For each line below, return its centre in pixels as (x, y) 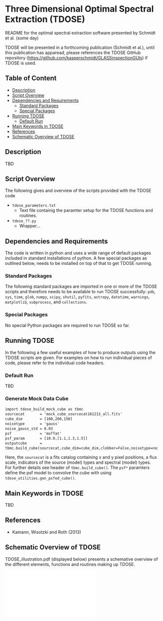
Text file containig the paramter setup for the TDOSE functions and (86, 210)
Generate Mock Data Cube (37, 398)
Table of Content (31, 78)
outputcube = (24, 443)
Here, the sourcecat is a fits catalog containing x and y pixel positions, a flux (81, 457)
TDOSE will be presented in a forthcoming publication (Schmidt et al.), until (80, 47)
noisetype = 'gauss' (32, 424)
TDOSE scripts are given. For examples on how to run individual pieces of (79, 358)
